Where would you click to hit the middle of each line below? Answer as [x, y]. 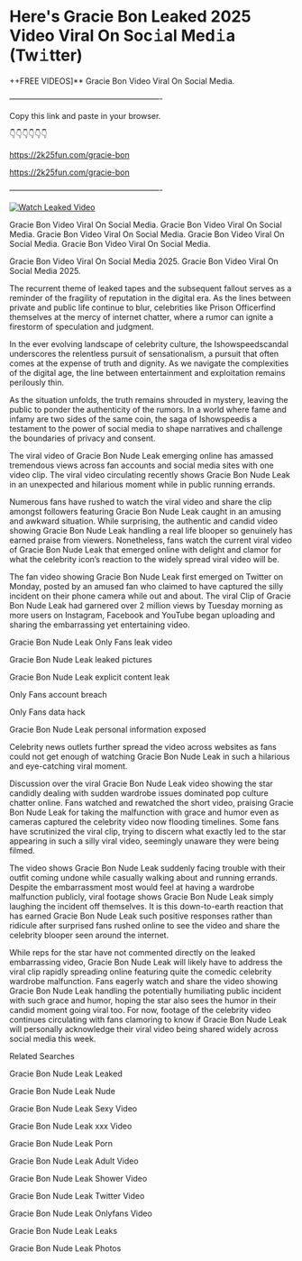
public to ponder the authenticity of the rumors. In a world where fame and [148, 409]
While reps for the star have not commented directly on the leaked [132, 952]
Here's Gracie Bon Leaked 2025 [130, 17]
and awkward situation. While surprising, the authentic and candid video [143, 521]
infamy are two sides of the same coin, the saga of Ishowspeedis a [133, 419]
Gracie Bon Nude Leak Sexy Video [73, 1108]
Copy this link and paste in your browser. [85, 115]
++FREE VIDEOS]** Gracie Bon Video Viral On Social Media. [122, 81]
